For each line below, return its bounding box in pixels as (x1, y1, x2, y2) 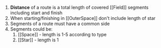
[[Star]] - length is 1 (17, 37, 59, 43)
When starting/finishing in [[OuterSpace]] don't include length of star (10, 15, 156, 21)
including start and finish (10, 10, 63, 16)
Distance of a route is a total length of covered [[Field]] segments (10, 5, 149, 10)
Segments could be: (10, 26, 53, 32)
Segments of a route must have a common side (10, 20, 110, 27)
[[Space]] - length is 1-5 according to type (17, 32, 107, 37)
